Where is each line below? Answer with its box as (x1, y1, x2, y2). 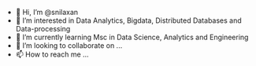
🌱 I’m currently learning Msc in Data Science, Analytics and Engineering (15, 32, 249, 42)
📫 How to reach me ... (15, 49, 89, 59)
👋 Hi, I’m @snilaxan (15, 8, 79, 16)
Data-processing (15, 24, 71, 33)
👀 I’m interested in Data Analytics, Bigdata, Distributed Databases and (15, 16, 242, 25)
